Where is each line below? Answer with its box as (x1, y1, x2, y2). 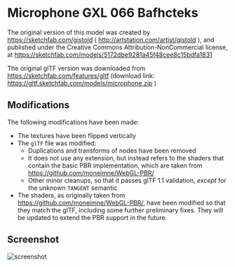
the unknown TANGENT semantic (27, 184, 118, 192)
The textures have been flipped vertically (17, 131, 137, 139)
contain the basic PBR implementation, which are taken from (27, 161, 203, 170)
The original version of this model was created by (7, 28, 151, 36)
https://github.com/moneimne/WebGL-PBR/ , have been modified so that (17, 198, 226, 207)
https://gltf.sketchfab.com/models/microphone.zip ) (7, 78, 156, 87)
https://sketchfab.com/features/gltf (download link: (7, 71, 155, 80)
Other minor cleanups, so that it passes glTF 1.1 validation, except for (27, 176, 227, 184)
